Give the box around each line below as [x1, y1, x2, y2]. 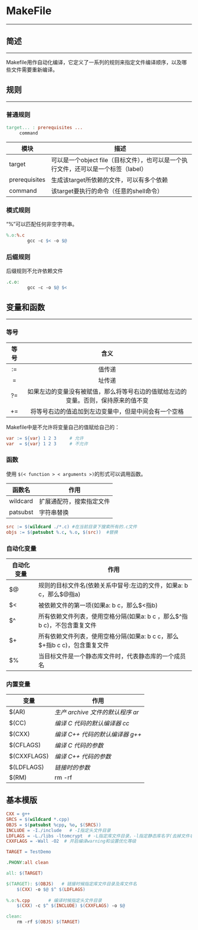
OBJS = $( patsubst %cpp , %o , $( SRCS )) [6, 821, 101, 828]
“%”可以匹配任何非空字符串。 [6, 220, 78, 228]
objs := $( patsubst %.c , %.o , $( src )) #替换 [6, 529, 118, 535]
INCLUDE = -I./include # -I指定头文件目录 [6, 827, 111, 833]
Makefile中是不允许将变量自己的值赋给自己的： [6, 423, 120, 431]
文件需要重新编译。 [11, 66, 58, 73]
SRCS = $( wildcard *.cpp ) [6, 816, 70, 822]
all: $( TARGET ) [6, 870, 44, 876]
